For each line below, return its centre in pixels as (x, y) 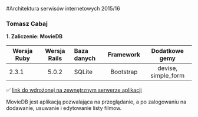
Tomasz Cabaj (27, 24)
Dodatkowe (167, 51)
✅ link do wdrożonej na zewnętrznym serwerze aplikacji (74, 90)
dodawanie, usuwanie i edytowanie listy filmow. (64, 108)
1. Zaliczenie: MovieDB (34, 36)
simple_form (167, 76)
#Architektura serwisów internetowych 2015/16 (63, 9)
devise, (168, 68)
